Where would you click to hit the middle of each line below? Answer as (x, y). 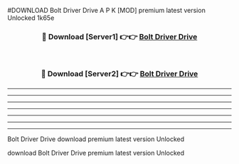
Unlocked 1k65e (31, 18)
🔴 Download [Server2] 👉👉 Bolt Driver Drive (119, 74)
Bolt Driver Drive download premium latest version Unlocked (96, 139)
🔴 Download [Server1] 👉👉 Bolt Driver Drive (119, 36)
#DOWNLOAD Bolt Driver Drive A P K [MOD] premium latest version (107, 10)
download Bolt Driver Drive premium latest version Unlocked (96, 153)
